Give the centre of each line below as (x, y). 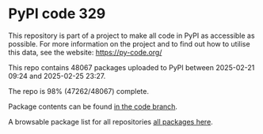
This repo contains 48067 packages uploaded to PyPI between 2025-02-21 (131, 67)
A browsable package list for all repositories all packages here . (111, 121)
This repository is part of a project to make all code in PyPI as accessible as (131, 35)
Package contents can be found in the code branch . (93, 106)
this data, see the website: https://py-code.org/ (85, 52)
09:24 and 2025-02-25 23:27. (57, 76)
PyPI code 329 (57, 14)
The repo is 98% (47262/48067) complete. (78, 91)
